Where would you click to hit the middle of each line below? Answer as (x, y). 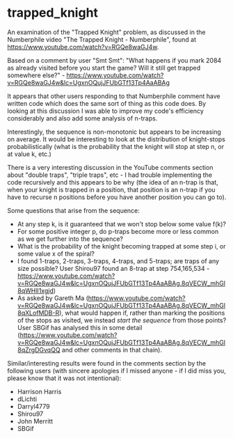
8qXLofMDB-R (38, 313)
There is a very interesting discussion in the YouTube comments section (110, 167)
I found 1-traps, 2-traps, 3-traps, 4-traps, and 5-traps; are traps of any (118, 261)
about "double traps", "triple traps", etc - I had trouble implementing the (110, 175)
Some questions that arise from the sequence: (74, 210)
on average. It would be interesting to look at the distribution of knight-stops (116, 139)
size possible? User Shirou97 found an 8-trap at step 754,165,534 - (113, 268)
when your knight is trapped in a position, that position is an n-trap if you (111, 189)
